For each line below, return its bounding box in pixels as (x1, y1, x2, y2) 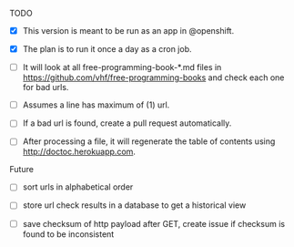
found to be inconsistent (22, 228, 115, 240)
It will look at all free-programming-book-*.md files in (22, 62, 222, 73)
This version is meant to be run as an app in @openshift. (22, 26, 235, 36)
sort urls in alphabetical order (22, 181, 134, 192)
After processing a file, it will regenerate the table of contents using (22, 136, 276, 147)
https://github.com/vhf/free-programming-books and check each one (22, 72, 285, 83)
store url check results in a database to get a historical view (22, 200, 247, 211)
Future (9, 164, 35, 175)
